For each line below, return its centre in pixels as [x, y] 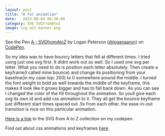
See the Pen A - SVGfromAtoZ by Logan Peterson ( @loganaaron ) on [75, 42]
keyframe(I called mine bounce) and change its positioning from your [75, 72]
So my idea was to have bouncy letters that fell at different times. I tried [78, 57]
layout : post [19, 10]
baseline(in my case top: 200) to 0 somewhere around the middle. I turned [81, 78]
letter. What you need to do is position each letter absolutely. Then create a [82, 68]
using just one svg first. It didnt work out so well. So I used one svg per [77, 62]
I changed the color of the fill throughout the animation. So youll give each [81, 94]
